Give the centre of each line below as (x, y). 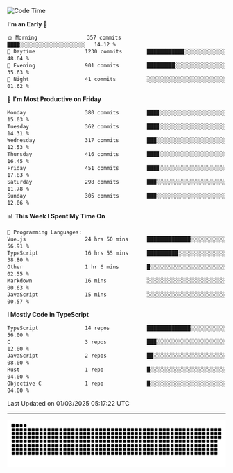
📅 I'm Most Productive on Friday (54, 99)
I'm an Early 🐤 (27, 24)
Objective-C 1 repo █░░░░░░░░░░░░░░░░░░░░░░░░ (116, 384)
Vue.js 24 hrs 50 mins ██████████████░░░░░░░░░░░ (116, 239)
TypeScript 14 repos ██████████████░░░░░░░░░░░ (116, 328)
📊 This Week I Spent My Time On (56, 216)
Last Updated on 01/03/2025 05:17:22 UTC (68, 403)
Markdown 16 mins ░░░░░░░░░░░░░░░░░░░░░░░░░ (116, 281)
